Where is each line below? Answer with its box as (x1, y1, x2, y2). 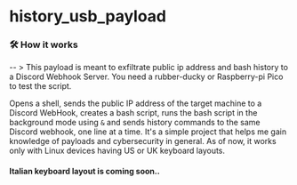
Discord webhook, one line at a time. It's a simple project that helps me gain (9, 126, 287, 137)
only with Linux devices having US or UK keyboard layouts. (9, 145, 225, 157)
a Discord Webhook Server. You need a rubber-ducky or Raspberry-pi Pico (9, 71, 284, 82)
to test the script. (9, 81, 72, 92)
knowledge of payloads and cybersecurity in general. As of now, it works (9, 136, 277, 147)
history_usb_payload (9, 6, 167, 27)
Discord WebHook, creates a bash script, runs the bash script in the (9, 108, 258, 118)
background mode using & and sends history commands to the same (9, 117, 261, 128)
